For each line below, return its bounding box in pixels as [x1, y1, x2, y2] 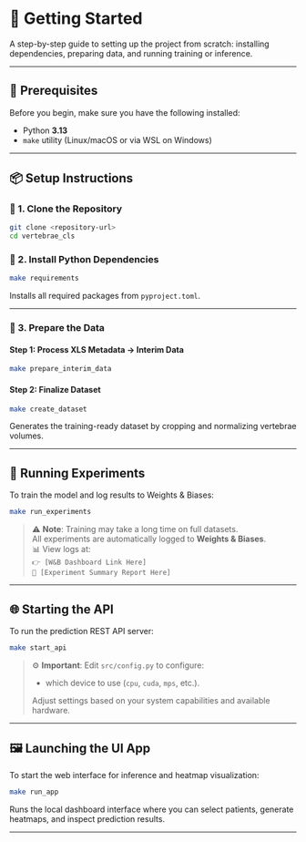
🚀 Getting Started [9, 8, 143, 29]
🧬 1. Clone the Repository [9, 202, 123, 215]
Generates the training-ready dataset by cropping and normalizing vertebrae [9, 421, 297, 432]
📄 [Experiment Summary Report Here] [31, 569, 171, 578]
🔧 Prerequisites [9, 83, 98, 98]
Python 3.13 [22, 125, 68, 136]
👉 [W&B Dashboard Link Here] [31, 558, 148, 568]
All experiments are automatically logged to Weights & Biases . [31, 533, 267, 545]
